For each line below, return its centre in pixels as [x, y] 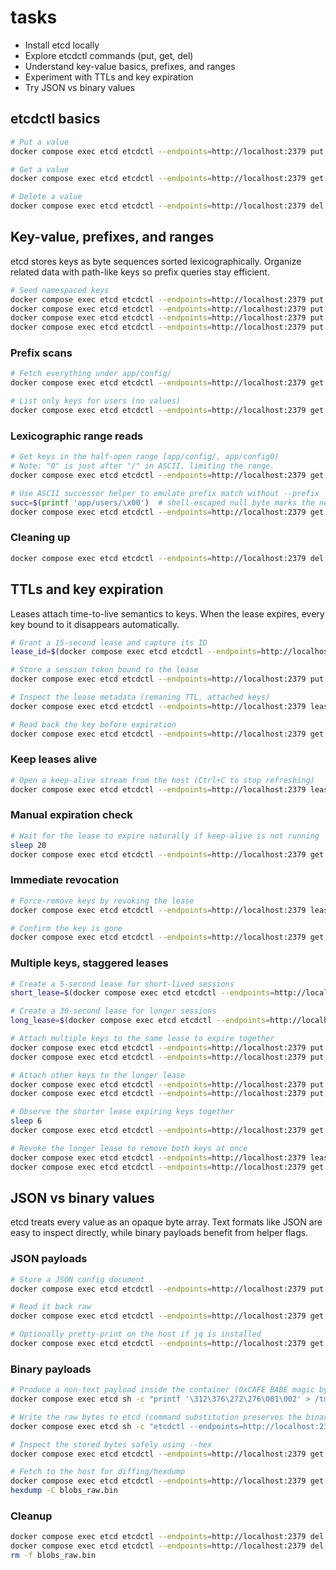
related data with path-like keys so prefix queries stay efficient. [140, 272]
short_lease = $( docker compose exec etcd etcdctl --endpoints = [142, 993]
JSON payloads [49, 1259]
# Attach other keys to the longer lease [98, 1075]
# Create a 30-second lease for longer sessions [113, 1011]
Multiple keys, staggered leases [89, 963]
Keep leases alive [54, 759]
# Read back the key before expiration [93, 724]
